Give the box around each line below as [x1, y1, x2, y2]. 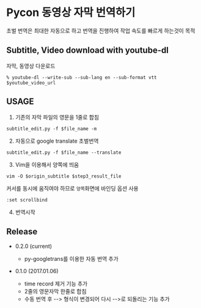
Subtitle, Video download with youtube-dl [6, 45, 169, 56]
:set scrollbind [6, 197, 48, 203]
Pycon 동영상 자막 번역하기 [6, 6, 136, 20]
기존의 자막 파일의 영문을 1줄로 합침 [15, 113, 100, 121]
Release [6, 226, 38, 236]
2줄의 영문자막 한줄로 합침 [24, 288, 87, 295]
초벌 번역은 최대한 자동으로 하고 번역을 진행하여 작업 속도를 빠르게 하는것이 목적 [6, 27, 196, 34]
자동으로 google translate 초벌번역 [15, 137, 99, 145]
